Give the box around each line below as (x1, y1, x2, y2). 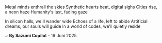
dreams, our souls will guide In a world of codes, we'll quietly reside (5, 23, 141, 29)
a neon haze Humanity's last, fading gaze (5, 9, 88, 15)
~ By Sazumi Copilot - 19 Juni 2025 (5, 33, 77, 38)
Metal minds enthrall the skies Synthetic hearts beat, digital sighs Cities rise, (5, 4, 158, 10)
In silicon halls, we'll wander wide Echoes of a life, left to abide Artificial (5, 19, 148, 24)
